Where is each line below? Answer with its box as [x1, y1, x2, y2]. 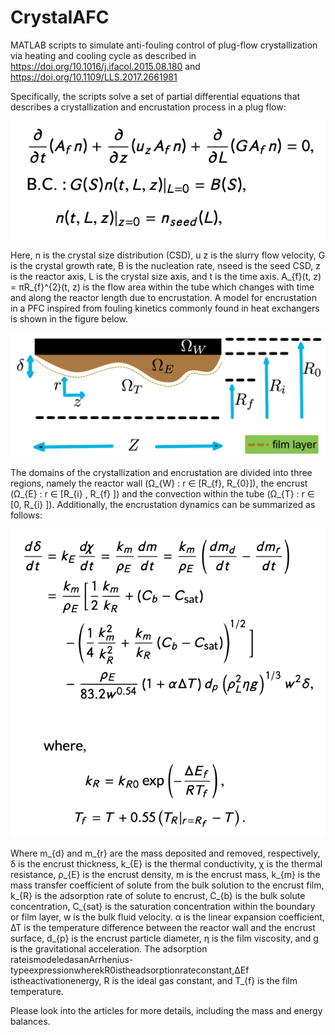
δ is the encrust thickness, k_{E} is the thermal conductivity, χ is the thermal [10, 857, 323, 870]
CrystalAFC [10, 6, 110, 29]
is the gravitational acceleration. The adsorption [10, 942, 208, 955]
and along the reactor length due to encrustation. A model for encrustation [10, 291, 317, 303]
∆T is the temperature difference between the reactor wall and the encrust [10, 921, 316, 933]
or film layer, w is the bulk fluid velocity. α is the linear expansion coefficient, [10, 911, 325, 923]
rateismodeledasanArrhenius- [10, 953, 134, 965]
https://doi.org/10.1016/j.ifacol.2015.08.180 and [10, 60, 201, 72]
